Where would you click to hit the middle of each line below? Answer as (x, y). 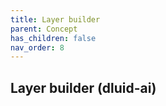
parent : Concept (44, 29)
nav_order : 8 (37, 47)
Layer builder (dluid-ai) (83, 87)
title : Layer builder (55, 19)
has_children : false (53, 38)
